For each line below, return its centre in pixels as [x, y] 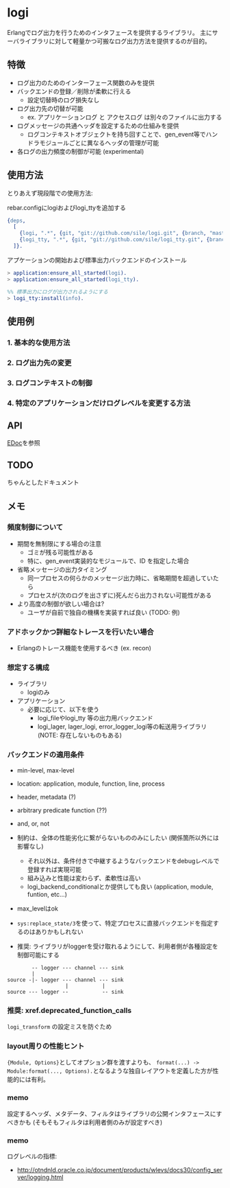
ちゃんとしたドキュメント [43, 483]
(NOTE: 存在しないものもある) [79, 735]
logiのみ [38, 692]
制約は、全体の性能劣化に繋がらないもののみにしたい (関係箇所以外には [118, 837]
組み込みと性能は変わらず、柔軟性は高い [84, 878]
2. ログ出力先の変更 [39, 363]
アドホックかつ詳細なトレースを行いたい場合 [80, 632]
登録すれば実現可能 [54, 869]
